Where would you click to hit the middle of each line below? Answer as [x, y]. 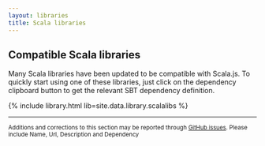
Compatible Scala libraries [75, 55]
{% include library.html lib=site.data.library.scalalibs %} [98, 106]
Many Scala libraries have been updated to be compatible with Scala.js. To [129, 74]
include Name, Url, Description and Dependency [74, 135]
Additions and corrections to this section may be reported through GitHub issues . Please [128, 128]
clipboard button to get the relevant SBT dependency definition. [112, 91]
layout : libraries [38, 15]
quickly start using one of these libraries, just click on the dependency [122, 82]
